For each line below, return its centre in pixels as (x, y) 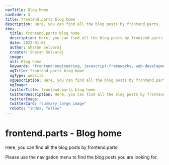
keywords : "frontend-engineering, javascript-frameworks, (72, 66)
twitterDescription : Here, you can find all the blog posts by (77, 94)
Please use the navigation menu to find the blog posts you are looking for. (81, 157)
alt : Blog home (26, 62)
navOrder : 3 (18, 15)
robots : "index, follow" (36, 108)
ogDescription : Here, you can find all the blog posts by (72, 80)
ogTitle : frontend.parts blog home (47, 71)
